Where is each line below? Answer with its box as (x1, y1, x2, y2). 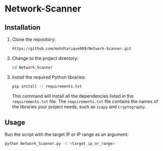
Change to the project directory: (12, 55, 79, 61)
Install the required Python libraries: (12, 74, 86, 80)
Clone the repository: (12, 36, 56, 42)
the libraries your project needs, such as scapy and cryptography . (12, 104, 146, 110)
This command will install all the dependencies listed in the (12, 93, 134, 99)
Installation (5, 23, 41, 32)
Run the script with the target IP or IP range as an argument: (5, 131, 129, 137)
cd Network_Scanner (12, 65, 53, 70)
